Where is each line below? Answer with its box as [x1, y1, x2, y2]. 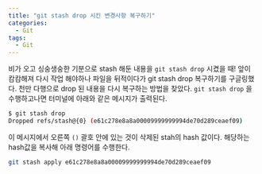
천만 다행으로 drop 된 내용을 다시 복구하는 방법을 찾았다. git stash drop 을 [18, 84, 252, 94]
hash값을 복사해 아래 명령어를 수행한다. [8, 142, 130, 152]
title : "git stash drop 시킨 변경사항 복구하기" [8, 11, 156, 20]
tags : [8, 33, 26, 42]
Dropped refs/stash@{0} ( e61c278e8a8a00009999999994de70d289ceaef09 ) [8, 117, 244, 125]
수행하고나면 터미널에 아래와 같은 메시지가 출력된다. [8, 94, 168, 103]
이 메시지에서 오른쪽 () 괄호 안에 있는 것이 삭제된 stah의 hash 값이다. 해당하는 [8, 132, 250, 141]
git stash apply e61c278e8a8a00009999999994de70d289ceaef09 [8, 158, 212, 166]
